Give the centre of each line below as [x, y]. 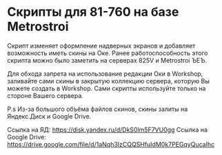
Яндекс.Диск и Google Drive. [49, 116]
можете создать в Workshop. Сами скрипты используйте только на [107, 88]
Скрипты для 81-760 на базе [93, 12]
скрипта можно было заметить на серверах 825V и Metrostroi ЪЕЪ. [107, 60]
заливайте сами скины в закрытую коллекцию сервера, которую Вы [109, 81]
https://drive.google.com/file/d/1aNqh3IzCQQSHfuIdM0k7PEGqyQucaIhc [111, 144]
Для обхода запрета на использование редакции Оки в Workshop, [105, 74]
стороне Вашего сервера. [46, 95]
